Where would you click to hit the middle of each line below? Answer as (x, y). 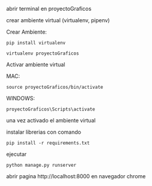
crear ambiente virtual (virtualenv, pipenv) (58, 20)
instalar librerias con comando (44, 132)
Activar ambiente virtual (36, 64)
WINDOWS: (20, 98)
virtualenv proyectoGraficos (43, 53)
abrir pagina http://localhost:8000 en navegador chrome (76, 176)
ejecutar (17, 154)
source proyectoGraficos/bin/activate (55, 87)
